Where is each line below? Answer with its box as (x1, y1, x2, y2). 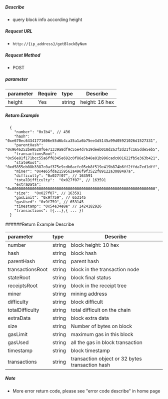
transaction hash (70, 361, 110, 368)
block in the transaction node (70, 266, 139, 273)
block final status (70, 274, 111, 281)
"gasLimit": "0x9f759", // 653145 (14, 195, 86, 200)
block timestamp (70, 347, 110, 354)
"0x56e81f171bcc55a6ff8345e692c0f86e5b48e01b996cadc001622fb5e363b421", (5, 155, 160, 161)
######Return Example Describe (5, 221, 74, 227)
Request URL (5, 28, 32, 34)
